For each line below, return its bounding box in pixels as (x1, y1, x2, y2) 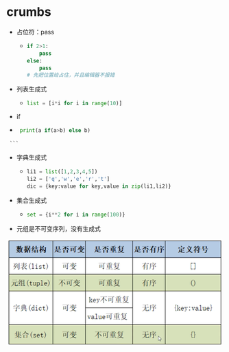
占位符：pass (16, 27, 55, 36)
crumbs (6, 4, 52, 20)
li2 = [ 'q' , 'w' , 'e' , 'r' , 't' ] (26, 175, 110, 182)
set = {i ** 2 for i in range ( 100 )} (26, 211, 125, 218)
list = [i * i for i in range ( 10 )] (26, 100, 123, 107)
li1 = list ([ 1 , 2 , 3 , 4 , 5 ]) (26, 168, 98, 175)
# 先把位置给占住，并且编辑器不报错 (26, 71, 115, 79)
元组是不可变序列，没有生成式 (16, 224, 101, 232)
